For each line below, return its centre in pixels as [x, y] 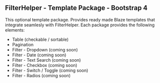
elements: [15, 30]
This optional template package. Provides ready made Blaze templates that [80, 19]
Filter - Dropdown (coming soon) [45, 50]
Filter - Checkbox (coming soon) [45, 65]
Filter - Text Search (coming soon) [46, 60]
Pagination [23, 44]
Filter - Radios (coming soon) [41, 75]
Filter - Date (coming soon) [39, 55]
